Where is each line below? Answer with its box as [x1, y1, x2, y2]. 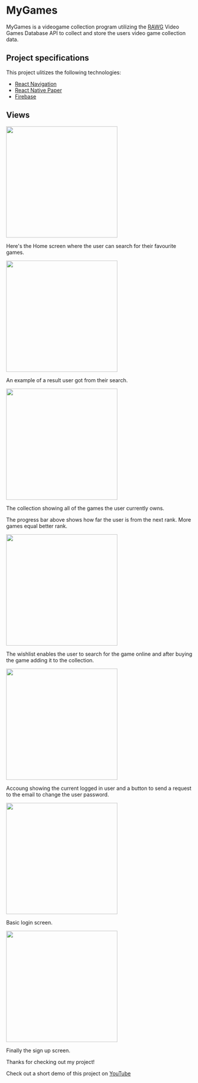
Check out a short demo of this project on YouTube [6, 1069, 131, 1077]
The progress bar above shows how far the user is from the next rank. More [6, 516, 191, 523]
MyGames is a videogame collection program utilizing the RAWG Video [6, 23, 180, 30]
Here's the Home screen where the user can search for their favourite [6, 242, 177, 249]
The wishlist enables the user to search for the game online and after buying [6, 650, 193, 658]
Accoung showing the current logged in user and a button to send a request [6, 785, 191, 792]
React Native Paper [14, 87, 62, 94]
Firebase [14, 93, 37, 100]
